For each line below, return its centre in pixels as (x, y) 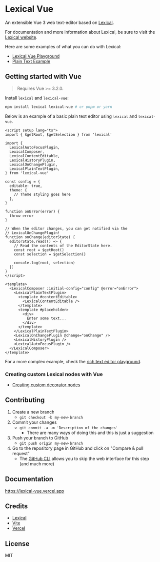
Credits (17, 506)
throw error (22, 216)
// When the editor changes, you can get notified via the (66, 229)
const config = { (23, 182)
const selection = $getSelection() (50, 254)
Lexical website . (21, 37)
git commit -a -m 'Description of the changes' (69, 428)
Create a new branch (33, 412)
